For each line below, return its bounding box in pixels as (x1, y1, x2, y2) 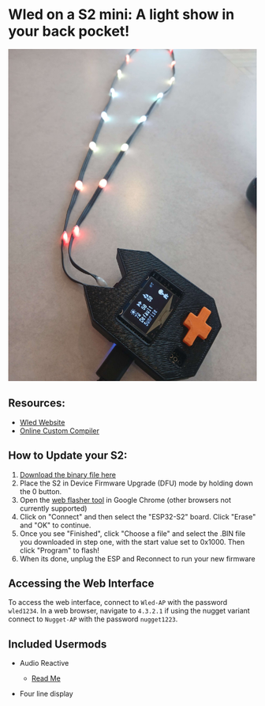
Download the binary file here (19, 470, 117, 479)
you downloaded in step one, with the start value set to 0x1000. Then (19, 537, 245, 546)
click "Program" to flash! (19, 546, 100, 555)
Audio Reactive (19, 659, 69, 668)
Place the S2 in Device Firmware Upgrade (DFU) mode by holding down (19, 478, 254, 488)
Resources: (8, 397, 65, 410)
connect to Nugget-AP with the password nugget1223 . (8, 614, 178, 624)
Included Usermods (8, 637, 107, 651)
